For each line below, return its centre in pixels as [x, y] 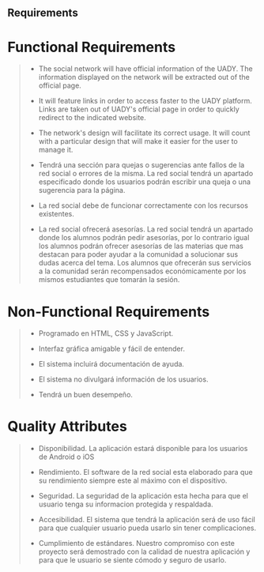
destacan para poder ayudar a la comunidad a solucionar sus [138, 254]
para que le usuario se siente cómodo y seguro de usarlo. [132, 560]
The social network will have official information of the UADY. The [146, 69]
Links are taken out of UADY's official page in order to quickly [139, 109]
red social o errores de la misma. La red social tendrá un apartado [146, 174]
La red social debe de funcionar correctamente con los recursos [143, 205]
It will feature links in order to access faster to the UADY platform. [145, 101]
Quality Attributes [67, 427]
